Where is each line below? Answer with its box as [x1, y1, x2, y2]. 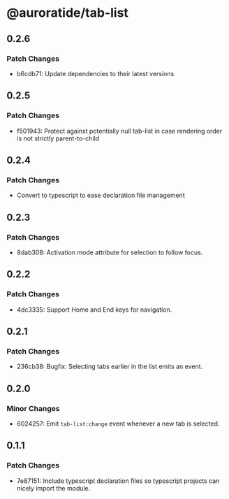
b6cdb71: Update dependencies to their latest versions [16, 69, 175, 78]
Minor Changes [6, 403, 60, 413]
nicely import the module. [16, 484, 91, 492]
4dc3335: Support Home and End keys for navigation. [16, 305, 172, 314]
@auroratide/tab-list [6, 5, 128, 21]
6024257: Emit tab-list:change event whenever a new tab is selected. [16, 419, 220, 428]
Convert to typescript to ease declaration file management [16, 191, 186, 200]
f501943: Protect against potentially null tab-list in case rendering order [16, 126, 223, 135]
